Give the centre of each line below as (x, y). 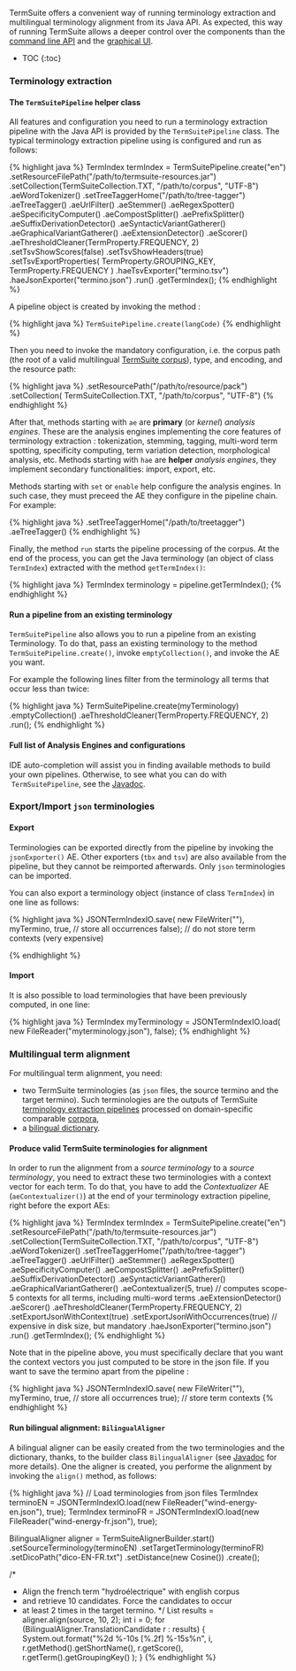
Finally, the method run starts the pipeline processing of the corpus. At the (144, 549)
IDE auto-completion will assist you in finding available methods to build (140, 765)
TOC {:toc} (42, 58)
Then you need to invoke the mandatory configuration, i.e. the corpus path (145, 350)
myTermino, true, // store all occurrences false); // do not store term (133, 928)
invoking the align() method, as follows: (83, 1475)
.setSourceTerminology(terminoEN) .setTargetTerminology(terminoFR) (137, 1547)
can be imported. (41, 875)
